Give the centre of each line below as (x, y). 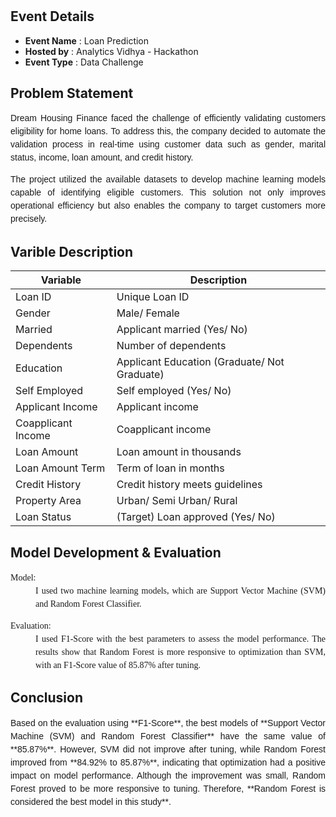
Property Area (48, 501)
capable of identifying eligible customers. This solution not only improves (168, 192)
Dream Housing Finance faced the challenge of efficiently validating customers (168, 118)
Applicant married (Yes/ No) (182, 330)
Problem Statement (72, 93)
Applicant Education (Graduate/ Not (200, 362)
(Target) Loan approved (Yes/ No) (196, 517)
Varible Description (72, 251)
